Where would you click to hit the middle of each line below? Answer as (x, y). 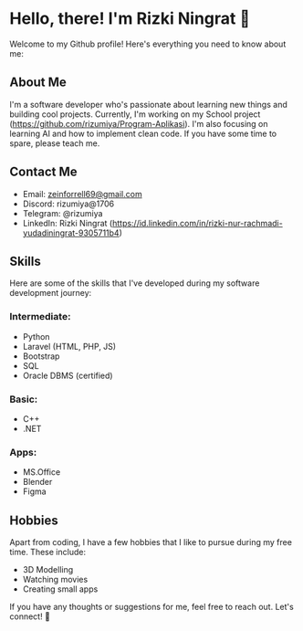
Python (36, 336)
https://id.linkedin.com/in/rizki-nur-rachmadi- (198, 223)
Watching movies (55, 580)
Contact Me (43, 172)
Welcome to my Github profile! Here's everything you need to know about (148, 44)
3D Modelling (48, 570)
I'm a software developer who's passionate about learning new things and (148, 104)
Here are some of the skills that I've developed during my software (135, 283)
